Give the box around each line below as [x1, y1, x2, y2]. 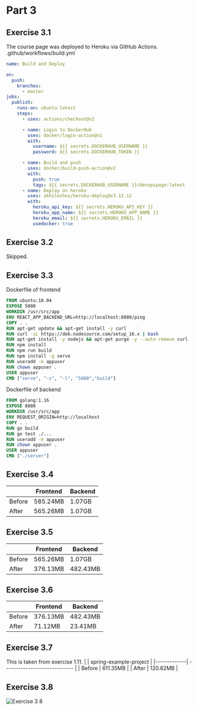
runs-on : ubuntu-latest [17, 105, 76, 111]
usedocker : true [32, 221, 73, 227]
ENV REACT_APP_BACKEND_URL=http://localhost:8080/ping [6, 314, 146, 320]
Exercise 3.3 [6, 270, 54, 280]
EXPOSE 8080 [6, 403, 36, 409]
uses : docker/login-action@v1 [27, 132, 103, 138]
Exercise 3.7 [6, 642, 53, 653]
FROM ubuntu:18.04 [6, 297, 52, 304]
